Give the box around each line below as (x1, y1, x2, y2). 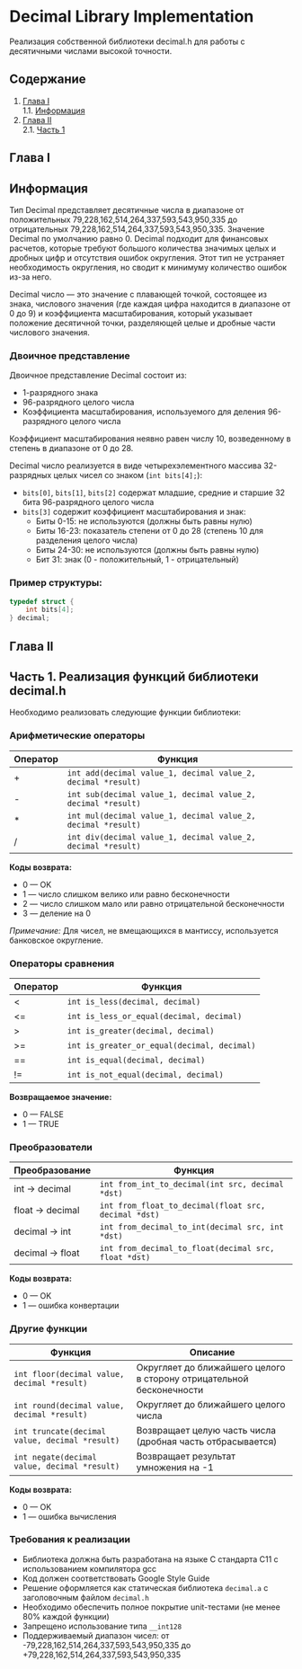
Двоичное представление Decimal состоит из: (9, 370, 187, 381)
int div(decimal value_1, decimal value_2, (67, 831, 256, 842)
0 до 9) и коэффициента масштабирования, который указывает (9, 307, 253, 318)
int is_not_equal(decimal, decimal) (67, 1070, 225, 1079)
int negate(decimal (13, 1451, 97, 1462)
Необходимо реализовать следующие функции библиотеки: (9, 707, 241, 718)
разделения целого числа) (35, 535, 138, 546)
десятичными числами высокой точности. (9, 45, 173, 56)
